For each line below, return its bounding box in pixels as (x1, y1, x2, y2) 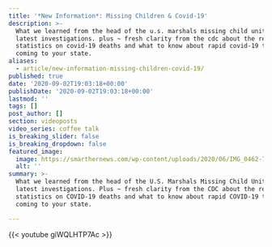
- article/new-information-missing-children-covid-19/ (15, 65, 205, 73)
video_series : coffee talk (8, 125, 100, 133)
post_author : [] (8, 110, 63, 118)
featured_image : (8, 147, 63, 155)
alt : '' (15, 163, 42, 171)
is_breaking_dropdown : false (8, 139, 107, 148)
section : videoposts (8, 117, 79, 126)
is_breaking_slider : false (8, 132, 100, 140)
